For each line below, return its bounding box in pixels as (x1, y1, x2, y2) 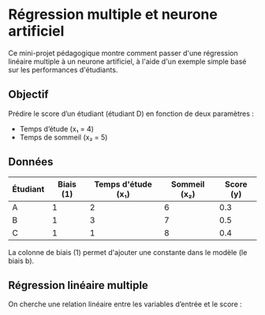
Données (8, 155, 54, 169)
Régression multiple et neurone (8, 6, 218, 24)
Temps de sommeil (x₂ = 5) (19, 132, 108, 142)
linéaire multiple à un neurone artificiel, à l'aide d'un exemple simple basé (8, 57, 247, 66)
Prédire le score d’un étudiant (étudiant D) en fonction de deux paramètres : (8, 109, 255, 118)
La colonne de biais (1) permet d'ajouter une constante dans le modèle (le (8, 247, 248, 257)
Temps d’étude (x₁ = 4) (19, 124, 95, 133)
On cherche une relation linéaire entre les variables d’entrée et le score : (8, 299, 242, 309)
